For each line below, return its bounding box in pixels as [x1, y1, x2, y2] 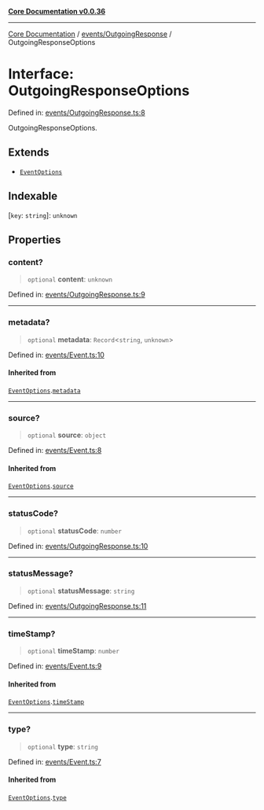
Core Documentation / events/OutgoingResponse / [8, 29, 172, 39]
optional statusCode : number [27, 526, 122, 536]
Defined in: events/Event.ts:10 [8, 350, 104, 359]
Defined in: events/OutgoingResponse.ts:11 [8, 601, 147, 610]
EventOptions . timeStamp [8, 697, 85, 706]
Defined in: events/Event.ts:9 [8, 661, 102, 671]
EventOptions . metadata [8, 385, 81, 395]
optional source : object [27, 430, 107, 440]
